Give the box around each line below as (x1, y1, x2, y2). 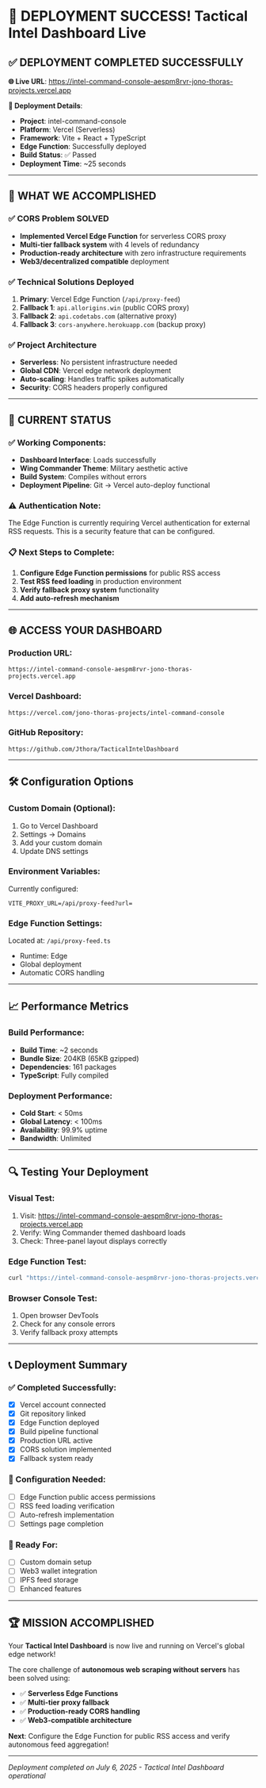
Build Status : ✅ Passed (19, 150, 97, 160)
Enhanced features (19, 1584, 82, 1594)
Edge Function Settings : (8, 917, 103, 929)
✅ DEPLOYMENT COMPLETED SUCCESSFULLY (8, 56, 244, 69)
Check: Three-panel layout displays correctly (19, 1236, 168, 1245)
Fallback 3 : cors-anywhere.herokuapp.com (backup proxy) (19, 319, 206, 329)
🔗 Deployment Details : (8, 101, 83, 110)
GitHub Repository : (8, 727, 84, 738)
